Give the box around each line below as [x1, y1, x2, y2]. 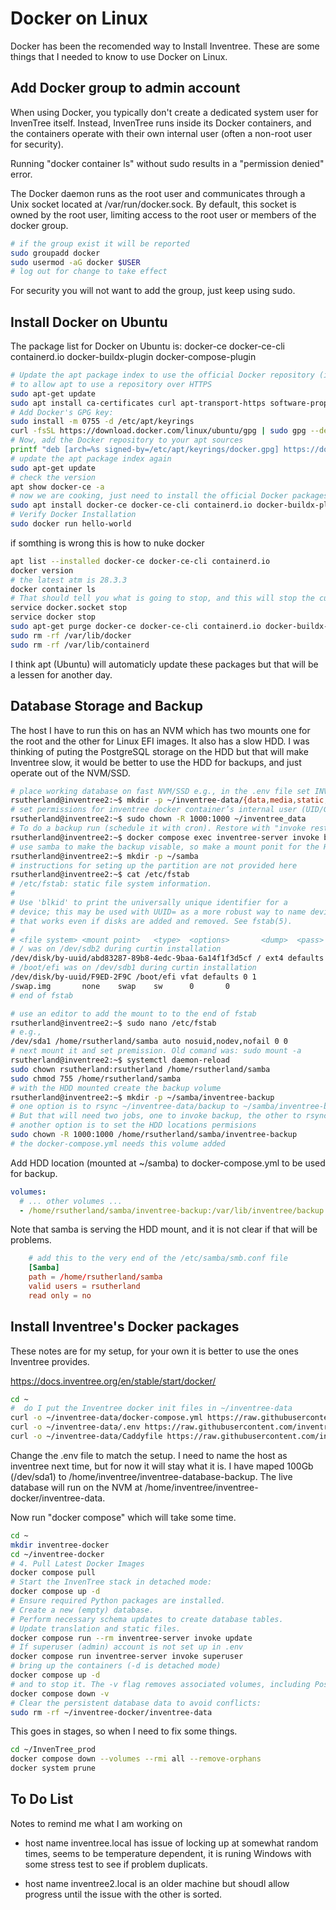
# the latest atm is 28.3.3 [10, 575, 128, 585]
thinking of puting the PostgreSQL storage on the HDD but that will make [10, 745, 309, 757]
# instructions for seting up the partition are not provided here [10, 860, 298, 871]
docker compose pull [10, 1568, 97, 1578]
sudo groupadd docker [10, 248, 101, 258]
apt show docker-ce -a [10, 482, 105, 492]
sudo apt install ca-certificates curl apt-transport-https [10, 398, 267, 408]
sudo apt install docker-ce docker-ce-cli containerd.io [10, 500, 253, 511]
